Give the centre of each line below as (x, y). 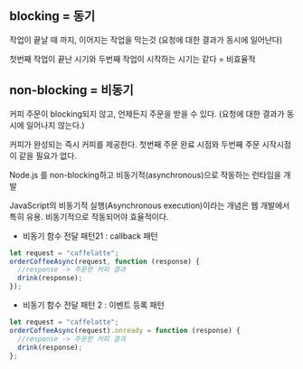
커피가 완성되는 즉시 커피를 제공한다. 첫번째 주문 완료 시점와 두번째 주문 (135, 144)
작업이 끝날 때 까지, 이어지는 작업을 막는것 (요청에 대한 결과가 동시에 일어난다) (146, 40)
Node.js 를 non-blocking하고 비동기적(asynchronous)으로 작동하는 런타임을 (146, 175)
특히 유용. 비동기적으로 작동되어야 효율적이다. (89, 216)
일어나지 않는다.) (55, 125)
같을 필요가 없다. (47, 156)
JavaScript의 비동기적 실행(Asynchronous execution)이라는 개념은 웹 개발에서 (150, 205)
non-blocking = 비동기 (71, 90)
